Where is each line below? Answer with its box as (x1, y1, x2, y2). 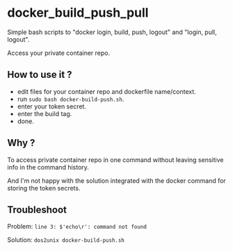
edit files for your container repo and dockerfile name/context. (17, 87, 196, 95)
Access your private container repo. (7, 49, 110, 57)
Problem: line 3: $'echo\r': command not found (7, 222, 147, 231)
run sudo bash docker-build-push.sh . (17, 95, 124, 103)
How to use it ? (7, 69, 72, 81)
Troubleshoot (7, 204, 67, 216)
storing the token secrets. (7, 184, 81, 192)
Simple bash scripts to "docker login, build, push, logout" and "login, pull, (7, 28, 217, 36)
